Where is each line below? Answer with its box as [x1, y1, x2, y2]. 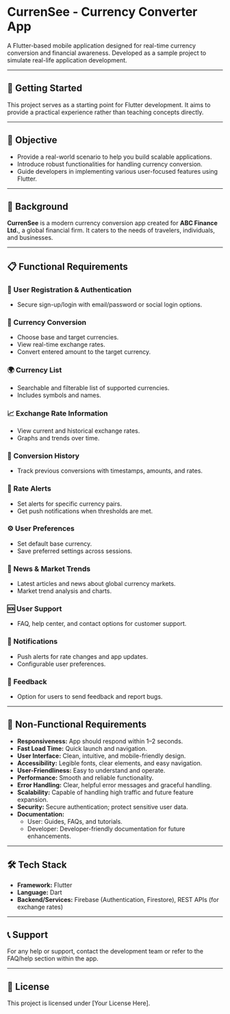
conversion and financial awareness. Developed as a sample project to [7, 49, 207, 57]
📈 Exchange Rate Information [7, 408, 108, 418]
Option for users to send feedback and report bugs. [16, 692, 163, 701]
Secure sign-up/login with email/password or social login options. [16, 300, 203, 309]
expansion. [16, 795, 49, 804]
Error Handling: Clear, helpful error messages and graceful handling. [16, 780, 212, 789]
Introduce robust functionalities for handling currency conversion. [16, 159, 203, 168]
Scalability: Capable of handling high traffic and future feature [16, 788, 194, 796]
